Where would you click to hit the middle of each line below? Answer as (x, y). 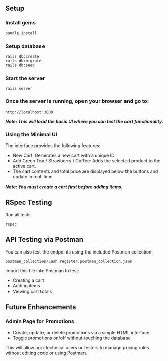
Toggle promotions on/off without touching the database (71, 338)
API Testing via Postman (45, 240)
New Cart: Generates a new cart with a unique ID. (64, 155)
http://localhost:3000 (29, 112)
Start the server (25, 78)
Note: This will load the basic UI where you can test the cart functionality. (84, 121)
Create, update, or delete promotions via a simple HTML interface (81, 333)
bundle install (21, 33)
